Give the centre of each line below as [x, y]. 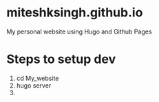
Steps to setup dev [61, 59]
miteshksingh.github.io [75, 13]
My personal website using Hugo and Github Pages [79, 31]
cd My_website [38, 78]
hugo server [34, 85]
